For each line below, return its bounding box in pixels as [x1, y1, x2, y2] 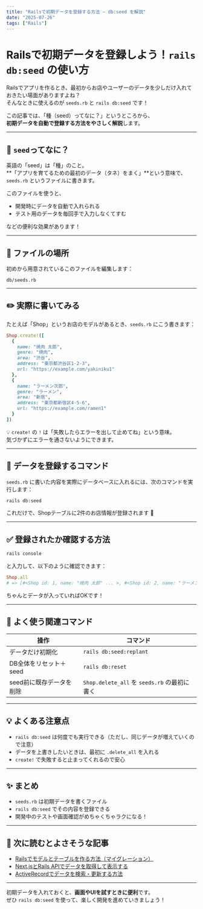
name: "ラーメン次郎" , [17, 383, 68, 389]
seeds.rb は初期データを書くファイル [14, 798, 108, 805]
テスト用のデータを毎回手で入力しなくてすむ [14, 210, 127, 217]
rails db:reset [83, 663, 127, 670]
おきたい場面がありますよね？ [6, 92, 80, 99]
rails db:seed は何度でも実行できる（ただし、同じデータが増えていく [14, 733, 189, 740]
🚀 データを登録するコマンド [6, 461, 109, 471]
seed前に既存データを [9, 678, 72, 686]
